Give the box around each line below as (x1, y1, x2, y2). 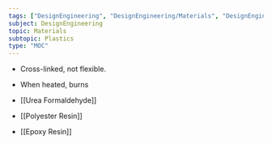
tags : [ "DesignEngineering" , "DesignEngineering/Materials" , (8, 11, 219, 20)
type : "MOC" (8, 42, 49, 50)
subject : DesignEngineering (8, 19, 104, 28)
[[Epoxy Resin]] (19, 127, 72, 137)
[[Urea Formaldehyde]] (19, 95, 97, 105)
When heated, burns (19, 80, 89, 90)
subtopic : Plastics (8, 34, 74, 43)
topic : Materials (8, 27, 67, 35)
